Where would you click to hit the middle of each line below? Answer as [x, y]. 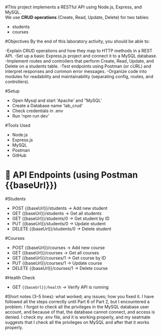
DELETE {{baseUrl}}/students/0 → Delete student [62, 229]
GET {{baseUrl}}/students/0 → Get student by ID [61, 218]
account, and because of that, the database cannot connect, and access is [80, 312]
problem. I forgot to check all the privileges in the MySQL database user [77, 307]
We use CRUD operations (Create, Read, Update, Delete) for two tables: [77, 17]
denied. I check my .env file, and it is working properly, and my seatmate [78, 317]
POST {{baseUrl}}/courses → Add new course [58, 248]
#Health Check [20, 277]
